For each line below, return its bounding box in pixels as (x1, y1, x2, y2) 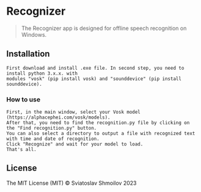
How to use (6, 95, 41, 103)
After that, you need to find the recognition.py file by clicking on (6, 120, 190, 126)
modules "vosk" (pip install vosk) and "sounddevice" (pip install (6, 75, 182, 82)
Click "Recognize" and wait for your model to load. (6, 141, 144, 147)
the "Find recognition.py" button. (6, 125, 97, 131)
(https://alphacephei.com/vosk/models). (6, 114, 111, 120)
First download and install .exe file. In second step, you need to (6, 65, 185, 71)
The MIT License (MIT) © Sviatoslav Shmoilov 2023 (6, 179, 137, 186)
